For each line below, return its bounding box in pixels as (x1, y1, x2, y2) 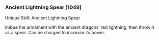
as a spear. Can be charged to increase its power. (5, 30, 106, 36)
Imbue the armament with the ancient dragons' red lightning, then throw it (5, 24, 155, 30)
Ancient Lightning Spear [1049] (5, 4, 82, 11)
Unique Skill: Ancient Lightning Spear (5, 15, 80, 21)
